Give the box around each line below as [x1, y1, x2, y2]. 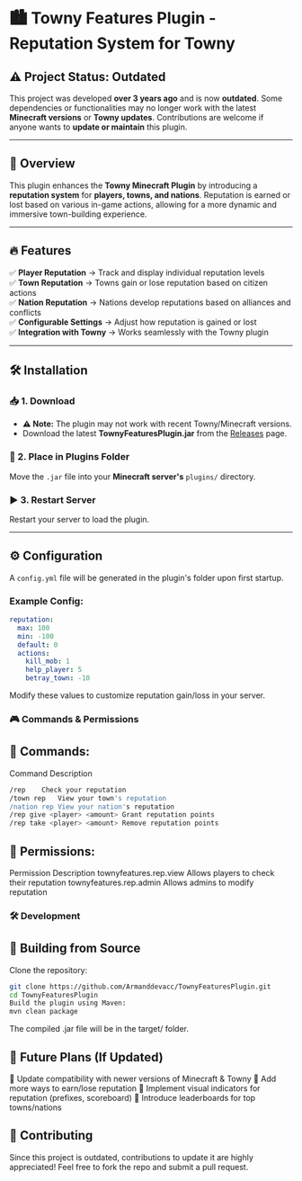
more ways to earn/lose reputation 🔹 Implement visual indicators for [9, 1082, 261, 1094]
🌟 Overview [9, 156, 75, 172]
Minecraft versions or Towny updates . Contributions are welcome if [9, 112, 264, 122]
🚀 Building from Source [9, 941, 141, 956]
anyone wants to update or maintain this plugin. [9, 121, 188, 132]
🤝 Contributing [9, 1128, 93, 1143]
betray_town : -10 [25, 674, 91, 683]
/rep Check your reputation [9, 785, 127, 794]
